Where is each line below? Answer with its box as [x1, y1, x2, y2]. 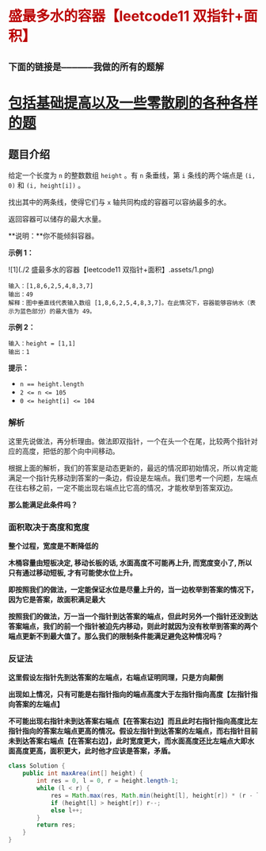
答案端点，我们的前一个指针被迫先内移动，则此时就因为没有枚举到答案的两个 [8, 622, 258, 631]
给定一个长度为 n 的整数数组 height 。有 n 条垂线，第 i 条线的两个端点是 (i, [8, 170, 256, 179]
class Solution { [8, 762, 66, 770]
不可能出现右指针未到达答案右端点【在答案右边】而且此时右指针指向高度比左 [8, 716, 258, 726]
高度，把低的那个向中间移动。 [21, 446, 120, 456]
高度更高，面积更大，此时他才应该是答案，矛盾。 [14, 746, 175, 756]
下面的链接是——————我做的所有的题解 [8, 61, 165, 72]
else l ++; [50, 807, 83, 814]
